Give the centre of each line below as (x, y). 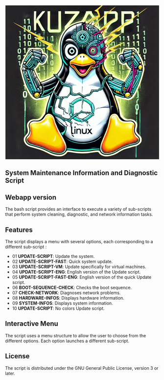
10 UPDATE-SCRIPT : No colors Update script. (58, 308)
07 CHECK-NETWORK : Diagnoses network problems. (66, 293)
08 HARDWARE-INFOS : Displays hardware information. (68, 298)
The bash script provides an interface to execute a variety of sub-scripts (78, 209)
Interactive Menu (32, 324)
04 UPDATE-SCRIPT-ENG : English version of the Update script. (76, 272)
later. (10, 373)
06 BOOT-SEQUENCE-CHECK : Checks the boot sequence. (72, 288)
